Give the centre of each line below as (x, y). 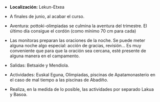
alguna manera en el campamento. (45, 56)
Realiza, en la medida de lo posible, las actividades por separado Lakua (82, 89)
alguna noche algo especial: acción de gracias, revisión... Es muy (75, 45)
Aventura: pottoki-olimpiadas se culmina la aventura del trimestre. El (78, 26)
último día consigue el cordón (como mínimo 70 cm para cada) (73, 31)
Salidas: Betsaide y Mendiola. (39, 65)
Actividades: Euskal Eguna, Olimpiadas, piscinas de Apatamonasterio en (82, 75)
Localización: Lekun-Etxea (37, 7)
